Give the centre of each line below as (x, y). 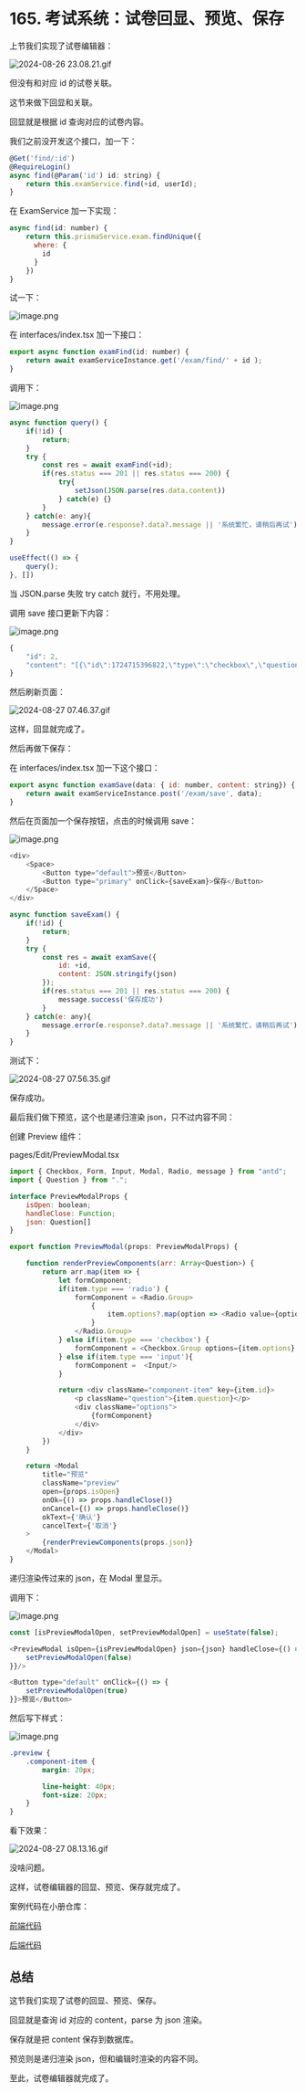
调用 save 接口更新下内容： (61, 613)
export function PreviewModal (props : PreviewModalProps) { (124, 1247)
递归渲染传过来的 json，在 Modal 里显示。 (88, 1578)
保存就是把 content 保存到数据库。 (74, 2039)
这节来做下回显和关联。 (53, 102)
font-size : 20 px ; (75, 1795)
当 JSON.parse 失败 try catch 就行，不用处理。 (97, 594)
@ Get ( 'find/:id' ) (42, 158)
